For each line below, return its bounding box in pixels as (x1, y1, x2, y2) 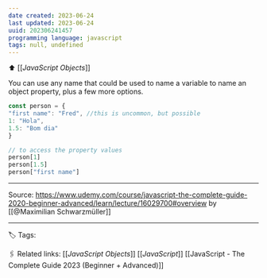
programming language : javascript (8, 33, 123, 42)
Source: (8, 190, 34, 199)
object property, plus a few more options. (8, 87, 144, 96)
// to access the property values (8, 146, 123, 154)
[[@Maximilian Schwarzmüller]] (8, 207, 111, 216)
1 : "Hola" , (8, 117, 44, 125)
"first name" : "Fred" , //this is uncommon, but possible (8, 110, 201, 118)
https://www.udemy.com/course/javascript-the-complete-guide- (35, 190, 248, 199)
